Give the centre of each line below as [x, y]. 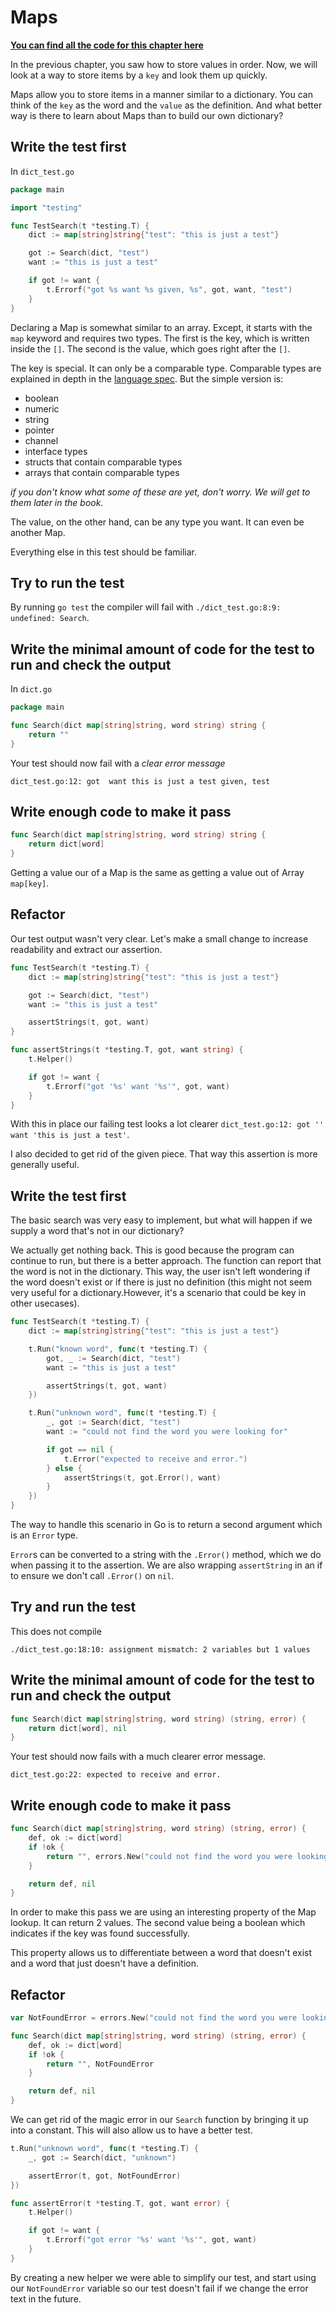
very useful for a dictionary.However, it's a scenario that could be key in [158, 1293]
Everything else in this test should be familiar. [103, 552]
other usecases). [45, 1303]
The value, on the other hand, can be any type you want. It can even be [157, 522]
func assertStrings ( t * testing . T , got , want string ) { [127, 1050]
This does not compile [56, 1631]
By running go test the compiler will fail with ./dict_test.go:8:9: [146, 607]
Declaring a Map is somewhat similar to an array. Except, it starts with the [161, 327]
